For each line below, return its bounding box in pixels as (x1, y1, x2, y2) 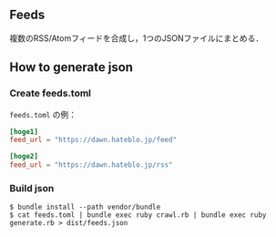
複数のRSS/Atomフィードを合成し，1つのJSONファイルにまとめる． (9, 32, 264, 44)
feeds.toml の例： (9, 108, 77, 119)
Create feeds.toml (9, 87, 92, 99)
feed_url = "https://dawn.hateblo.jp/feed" (9, 136, 178, 145)
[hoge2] (9, 152, 39, 161)
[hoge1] (9, 127, 39, 136)
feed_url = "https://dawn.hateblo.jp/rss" (9, 160, 173, 170)
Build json (9, 181, 55, 194)
